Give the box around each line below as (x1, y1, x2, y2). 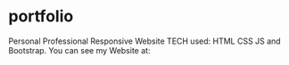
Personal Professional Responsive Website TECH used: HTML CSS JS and (8, 36, 282, 46)
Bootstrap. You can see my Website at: (8, 45, 151, 55)
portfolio (8, 6, 74, 27)
